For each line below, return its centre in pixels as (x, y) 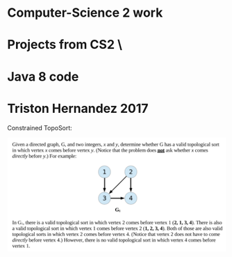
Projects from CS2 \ (65, 45)
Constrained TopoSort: (40, 127)
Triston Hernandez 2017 (78, 108)
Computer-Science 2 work (85, 13)
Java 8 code (43, 76)
